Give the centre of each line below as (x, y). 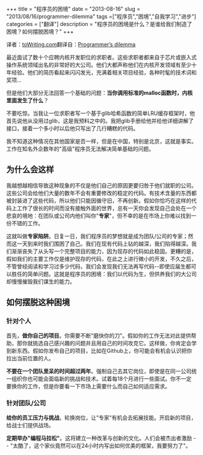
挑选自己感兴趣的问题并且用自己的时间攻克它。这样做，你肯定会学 (114, 343)
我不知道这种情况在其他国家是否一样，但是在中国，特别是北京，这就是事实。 (101, 141)
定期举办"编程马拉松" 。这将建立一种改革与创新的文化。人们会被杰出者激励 (99, 438)
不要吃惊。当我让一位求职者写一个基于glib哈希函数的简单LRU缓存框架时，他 (101, 113)
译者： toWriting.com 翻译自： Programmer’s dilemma (71, 44)
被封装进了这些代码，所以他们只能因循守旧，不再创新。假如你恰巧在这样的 (99, 200)
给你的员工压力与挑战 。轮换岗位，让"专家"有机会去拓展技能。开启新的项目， (101, 417)
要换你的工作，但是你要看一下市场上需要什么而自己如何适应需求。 (88, 386)
